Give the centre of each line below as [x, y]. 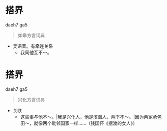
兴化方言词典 [31, 100]
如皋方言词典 [31, 35]
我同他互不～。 [36, 52]
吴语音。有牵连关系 [33, 46]
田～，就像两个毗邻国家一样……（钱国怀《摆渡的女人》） [79, 123]
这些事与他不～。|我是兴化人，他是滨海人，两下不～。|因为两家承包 [91, 117]
